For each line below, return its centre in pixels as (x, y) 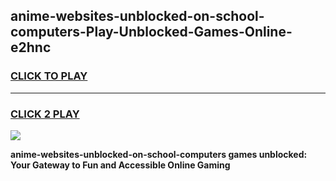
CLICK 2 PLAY (45, 114)
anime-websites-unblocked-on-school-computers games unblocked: (159, 154)
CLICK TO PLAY (49, 76)
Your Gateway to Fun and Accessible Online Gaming (120, 165)
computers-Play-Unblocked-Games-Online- (151, 32)
